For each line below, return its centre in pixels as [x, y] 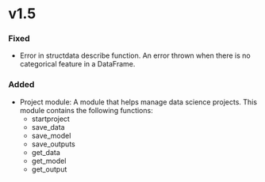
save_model [51, 135]
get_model [49, 161]
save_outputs [53, 144]
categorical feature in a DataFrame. [77, 64]
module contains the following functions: [86, 110]
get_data [46, 152]
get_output [49, 169]
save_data [48, 127]
